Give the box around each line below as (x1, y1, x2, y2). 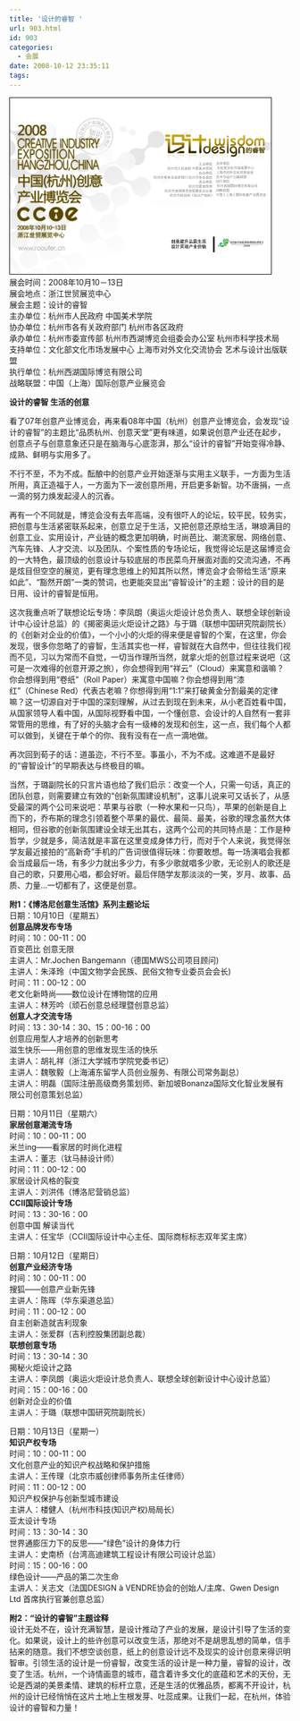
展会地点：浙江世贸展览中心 (9, 287, 112, 299)
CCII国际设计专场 (9, 1197, 73, 1208)
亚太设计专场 (9, 1515, 56, 1526)
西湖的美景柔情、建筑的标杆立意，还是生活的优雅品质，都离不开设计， (24, 1679, 283, 1691)
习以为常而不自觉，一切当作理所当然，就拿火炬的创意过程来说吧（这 (39, 652, 291, 662)
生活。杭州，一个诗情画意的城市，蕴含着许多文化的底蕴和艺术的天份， (24, 1668, 283, 1679)
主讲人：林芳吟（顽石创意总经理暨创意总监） (9, 999, 174, 1010)
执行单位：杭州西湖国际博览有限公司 (9, 366, 143, 377)
